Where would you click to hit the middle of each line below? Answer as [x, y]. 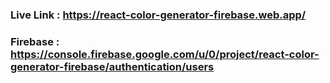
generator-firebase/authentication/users [112, 66]
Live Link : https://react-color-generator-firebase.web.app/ [158, 15]
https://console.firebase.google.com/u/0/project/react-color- [165, 54]
